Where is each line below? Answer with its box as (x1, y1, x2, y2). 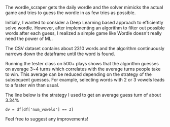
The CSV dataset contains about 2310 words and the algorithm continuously (5, 46, 165, 51)
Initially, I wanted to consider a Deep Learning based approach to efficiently (5, 20, 163, 25)
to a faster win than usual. (5, 82, 59, 88)
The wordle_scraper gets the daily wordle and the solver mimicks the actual (5, 5, 163, 10)
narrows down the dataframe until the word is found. (5, 51, 115, 57)
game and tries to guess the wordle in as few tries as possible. (5, 10, 136, 16)
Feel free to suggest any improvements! (5, 116, 88, 122)
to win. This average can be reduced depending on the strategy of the (5, 71, 152, 77)
